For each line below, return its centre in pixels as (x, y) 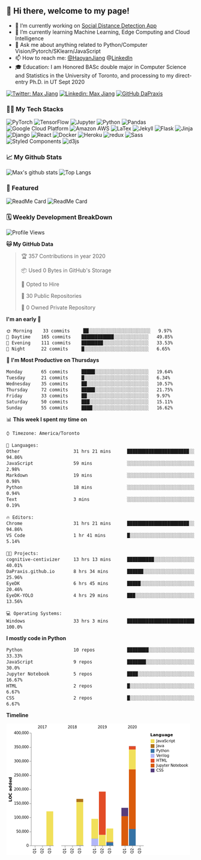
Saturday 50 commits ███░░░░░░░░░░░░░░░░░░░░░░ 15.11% (89, 402)
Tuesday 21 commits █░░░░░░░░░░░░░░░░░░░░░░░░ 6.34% (88, 378)
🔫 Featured (22, 188)
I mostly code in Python (36, 638)
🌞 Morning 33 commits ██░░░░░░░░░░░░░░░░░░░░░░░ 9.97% (89, 331)
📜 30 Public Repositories (51, 296)
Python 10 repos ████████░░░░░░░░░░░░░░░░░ (100, 650)
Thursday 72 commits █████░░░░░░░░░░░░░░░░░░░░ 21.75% (89, 390)
